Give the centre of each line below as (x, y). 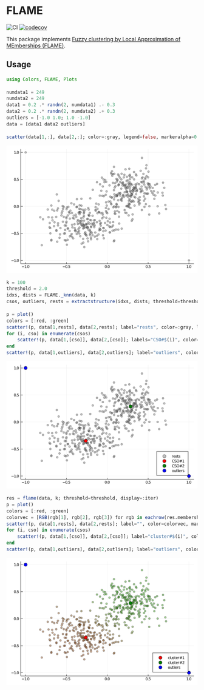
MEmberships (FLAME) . (36, 45)
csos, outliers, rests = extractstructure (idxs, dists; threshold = (93, 302)
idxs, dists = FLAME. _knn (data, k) (51, 295)
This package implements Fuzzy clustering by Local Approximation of (93, 39)
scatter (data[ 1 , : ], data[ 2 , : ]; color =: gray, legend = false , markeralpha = (100, 137)
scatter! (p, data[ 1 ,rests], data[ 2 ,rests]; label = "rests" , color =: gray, (100, 327)
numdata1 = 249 (25, 92)
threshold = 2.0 (27, 289)
